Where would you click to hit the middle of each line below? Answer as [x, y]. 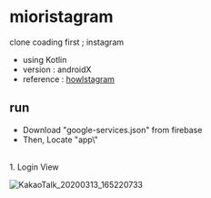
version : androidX [57, 69]
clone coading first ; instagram [67, 42]
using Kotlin [45, 59]
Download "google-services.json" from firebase [112, 130]
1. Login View [34, 167]
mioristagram [61, 17]
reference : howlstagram [69, 78]
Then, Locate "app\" [60, 140]
